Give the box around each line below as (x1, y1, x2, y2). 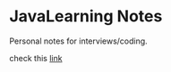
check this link (9, 52, 63, 63)
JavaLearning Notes (9, 6, 163, 27)
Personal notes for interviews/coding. (9, 36, 148, 46)
